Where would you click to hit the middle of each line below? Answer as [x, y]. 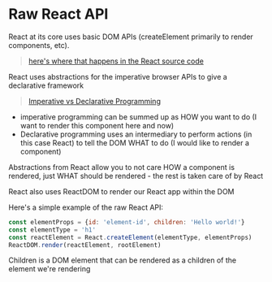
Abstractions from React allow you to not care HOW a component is [122, 167]
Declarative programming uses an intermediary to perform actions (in [136, 134]
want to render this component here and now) [97, 125]
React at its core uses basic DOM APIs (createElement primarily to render [131, 37]
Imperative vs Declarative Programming [94, 101]
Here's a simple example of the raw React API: [86, 207]
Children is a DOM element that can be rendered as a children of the [123, 260]
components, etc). [39, 45]
